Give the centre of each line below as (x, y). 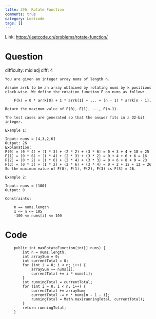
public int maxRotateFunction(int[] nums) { (60, 248)
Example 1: (16, 130)
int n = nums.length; (45, 252)
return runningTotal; (45, 308)
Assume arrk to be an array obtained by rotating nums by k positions (78, 88)
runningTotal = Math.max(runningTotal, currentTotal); (88, 299)
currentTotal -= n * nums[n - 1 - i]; (70, 295)
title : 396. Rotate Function (35, 10)
